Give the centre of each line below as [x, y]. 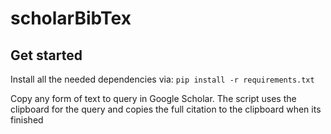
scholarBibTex [71, 18]
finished [27, 120]
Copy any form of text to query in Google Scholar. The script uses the [153, 98]
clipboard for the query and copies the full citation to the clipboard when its [166, 109]
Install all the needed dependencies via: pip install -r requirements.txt [162, 79]
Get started [46, 55]
